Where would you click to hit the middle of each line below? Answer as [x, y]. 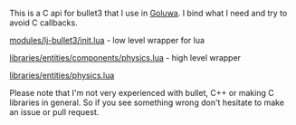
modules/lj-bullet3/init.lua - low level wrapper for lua [107, 40]
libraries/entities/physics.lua [62, 75]
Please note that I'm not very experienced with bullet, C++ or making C [142, 93]
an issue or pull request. [54, 112]
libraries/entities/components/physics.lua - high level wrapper [125, 58]
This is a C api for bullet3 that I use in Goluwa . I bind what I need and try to [148, 13]
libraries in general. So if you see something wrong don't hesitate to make [147, 102]
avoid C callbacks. [44, 23]
